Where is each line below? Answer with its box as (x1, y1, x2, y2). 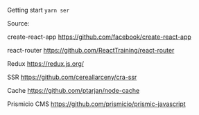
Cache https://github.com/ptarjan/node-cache (7, 87, 140, 94)
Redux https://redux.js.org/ (7, 60, 85, 68)
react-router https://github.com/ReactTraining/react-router (7, 46, 175, 54)
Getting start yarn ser (7, 6, 70, 14)
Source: (7, 19, 30, 27)
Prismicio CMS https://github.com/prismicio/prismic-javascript (7, 100, 186, 108)
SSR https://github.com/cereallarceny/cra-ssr (7, 73, 137, 81)
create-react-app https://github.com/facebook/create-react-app (7, 33, 192, 41)
